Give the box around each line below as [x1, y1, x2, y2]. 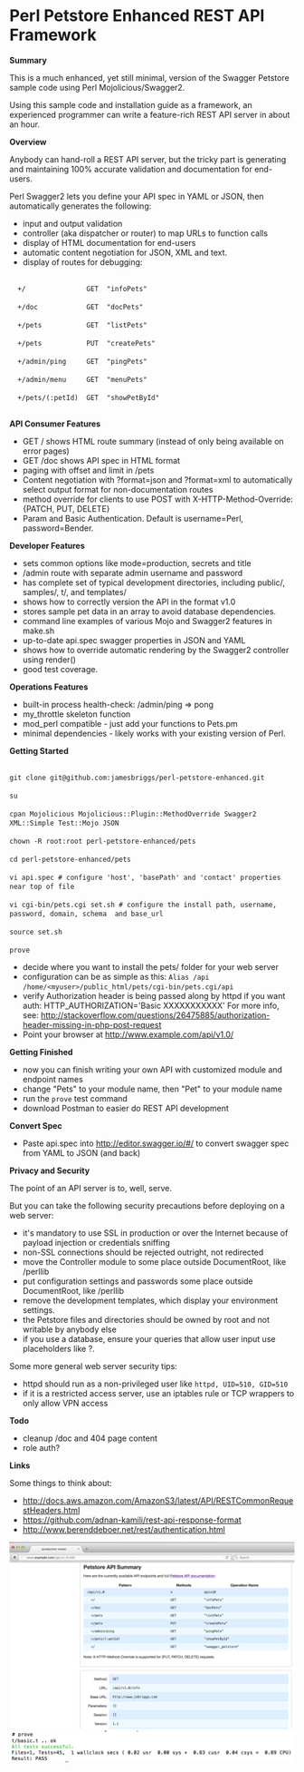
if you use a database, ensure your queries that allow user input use [22, 1333, 276, 1344]
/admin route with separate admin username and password [22, 567, 243, 578]
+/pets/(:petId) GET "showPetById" [17, 393, 160, 402]
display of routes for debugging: [22, 256, 143, 268]
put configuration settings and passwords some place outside [22, 1276, 253, 1287]
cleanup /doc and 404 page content [22, 1433, 158, 1444]
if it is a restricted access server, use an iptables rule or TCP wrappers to [22, 1387, 295, 1398]
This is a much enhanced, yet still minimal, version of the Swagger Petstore [9, 72, 290, 83]
